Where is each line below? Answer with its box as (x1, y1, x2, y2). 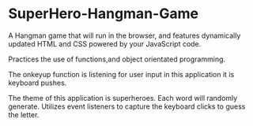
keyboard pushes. (8, 78, 67, 87)
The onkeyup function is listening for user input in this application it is (8, 69, 235, 79)
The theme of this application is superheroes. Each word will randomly (8, 93, 238, 102)
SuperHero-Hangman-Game (8, 5, 199, 23)
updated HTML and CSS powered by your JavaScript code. (8, 39, 202, 48)
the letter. (8, 109, 40, 119)
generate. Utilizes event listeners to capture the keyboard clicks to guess (8, 102, 246, 111)
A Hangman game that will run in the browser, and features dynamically (8, 31, 241, 40)
